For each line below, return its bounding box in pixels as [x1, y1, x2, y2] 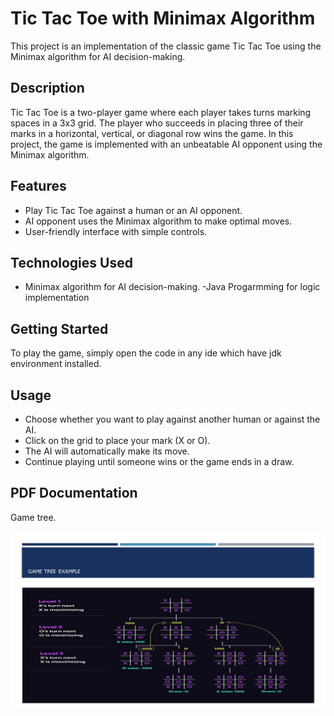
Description [10, 80, 85, 97]
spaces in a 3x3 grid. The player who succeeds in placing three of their [10, 117, 304, 129]
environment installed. [10, 358, 102, 370]
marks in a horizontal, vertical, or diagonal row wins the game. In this [10, 127, 294, 139]
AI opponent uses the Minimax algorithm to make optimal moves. [24, 215, 293, 227]
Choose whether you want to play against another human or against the [24, 413, 321, 425]
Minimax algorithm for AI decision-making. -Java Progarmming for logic [24, 281, 321, 293]
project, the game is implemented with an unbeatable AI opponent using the [10, 138, 323, 150]
